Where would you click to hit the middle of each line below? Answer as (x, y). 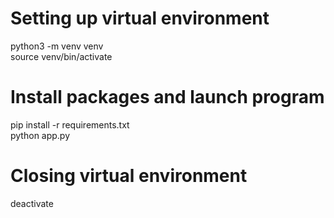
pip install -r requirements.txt (70, 124)
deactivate (32, 203)
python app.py (40, 135)
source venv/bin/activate (61, 56)
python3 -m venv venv (57, 46)
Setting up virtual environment (140, 18)
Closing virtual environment (129, 176)
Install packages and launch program (167, 97)
